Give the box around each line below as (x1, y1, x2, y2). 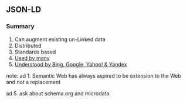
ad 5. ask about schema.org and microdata (6, 89, 110, 97)
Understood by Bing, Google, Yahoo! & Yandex (14, 61, 127, 68)
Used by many (14, 54, 50, 61)
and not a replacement (6, 78, 61, 85)
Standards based (14, 48, 56, 55)
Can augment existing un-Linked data (14, 35, 106, 43)
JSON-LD (6, 5, 42, 15)
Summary (6, 22, 35, 31)
